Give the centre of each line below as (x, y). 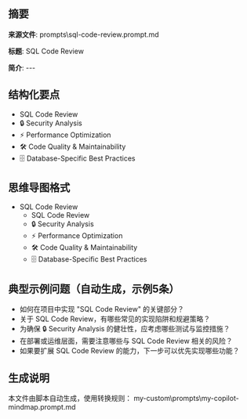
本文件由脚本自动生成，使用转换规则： (70, 399)
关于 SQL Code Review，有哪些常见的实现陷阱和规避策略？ (114, 319)
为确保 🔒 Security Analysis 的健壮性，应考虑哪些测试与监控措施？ (125, 329)
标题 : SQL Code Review (46, 51)
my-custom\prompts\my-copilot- (186, 399)
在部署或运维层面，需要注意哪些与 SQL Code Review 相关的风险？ (126, 341)
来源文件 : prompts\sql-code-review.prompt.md (84, 34)
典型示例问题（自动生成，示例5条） (94, 289)
